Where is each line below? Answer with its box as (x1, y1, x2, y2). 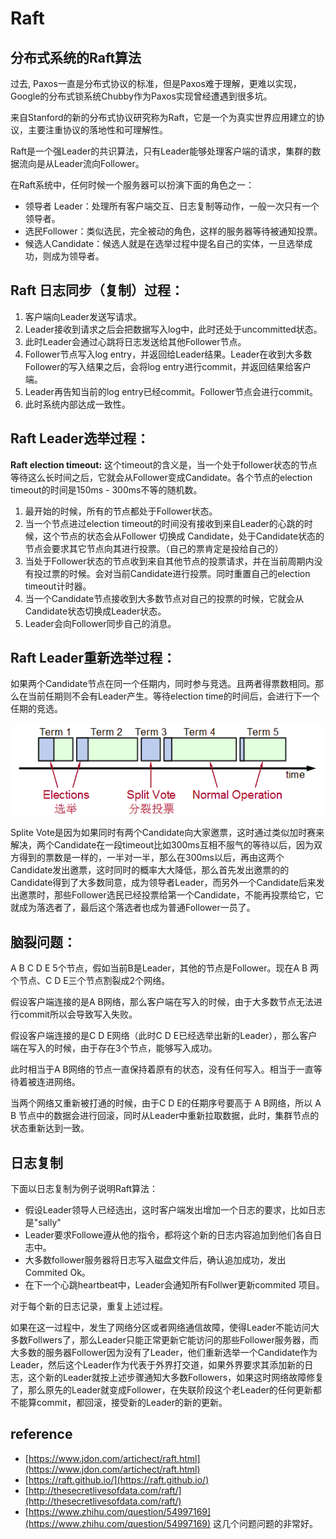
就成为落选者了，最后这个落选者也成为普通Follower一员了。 (10, 902, 256, 914)
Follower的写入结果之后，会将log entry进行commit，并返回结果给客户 (24, 360, 312, 372)
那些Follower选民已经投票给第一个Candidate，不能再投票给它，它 (53, 889, 325, 901)
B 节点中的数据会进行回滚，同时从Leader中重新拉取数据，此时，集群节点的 (10, 1110, 320, 1122)
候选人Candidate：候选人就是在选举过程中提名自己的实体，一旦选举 (24, 238, 305, 249)
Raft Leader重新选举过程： (10, 650, 177, 667)
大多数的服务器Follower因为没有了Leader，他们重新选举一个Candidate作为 (10, 1346, 318, 1358)
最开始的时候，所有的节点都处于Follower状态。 (24, 505, 218, 517)
